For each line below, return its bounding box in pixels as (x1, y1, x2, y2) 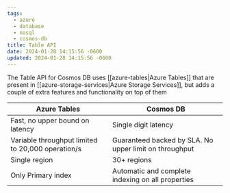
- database (13, 23, 44, 29)
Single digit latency (112, 120, 174, 129)
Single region (10, 155, 53, 164)
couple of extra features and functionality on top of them (7, 88, 168, 96)
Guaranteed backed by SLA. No (112, 135, 214, 144)
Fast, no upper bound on (10, 116, 90, 125)
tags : (7, 10, 23, 17)
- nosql (13, 29, 36, 36)
